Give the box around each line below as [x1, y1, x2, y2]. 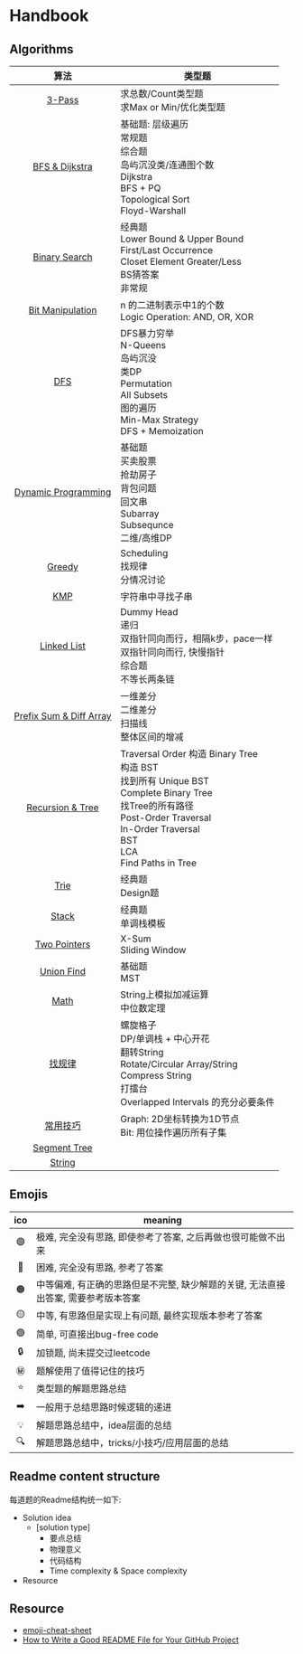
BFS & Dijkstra [32, 160, 93, 173]
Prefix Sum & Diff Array [14, 710, 112, 722]
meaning [142, 1214, 182, 1226]
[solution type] [35, 1521, 91, 1533]
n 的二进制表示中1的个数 [120, 299, 225, 311]
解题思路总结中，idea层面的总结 [35, 1419, 172, 1432]
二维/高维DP [120, 532, 173, 543]
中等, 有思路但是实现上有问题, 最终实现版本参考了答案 [35, 1309, 263, 1322]
